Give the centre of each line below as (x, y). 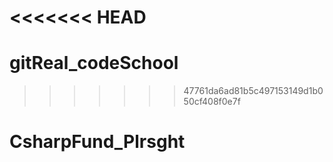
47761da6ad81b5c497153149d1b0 (253, 91)
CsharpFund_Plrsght (97, 142)
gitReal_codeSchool (94, 63)
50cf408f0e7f (212, 102)
